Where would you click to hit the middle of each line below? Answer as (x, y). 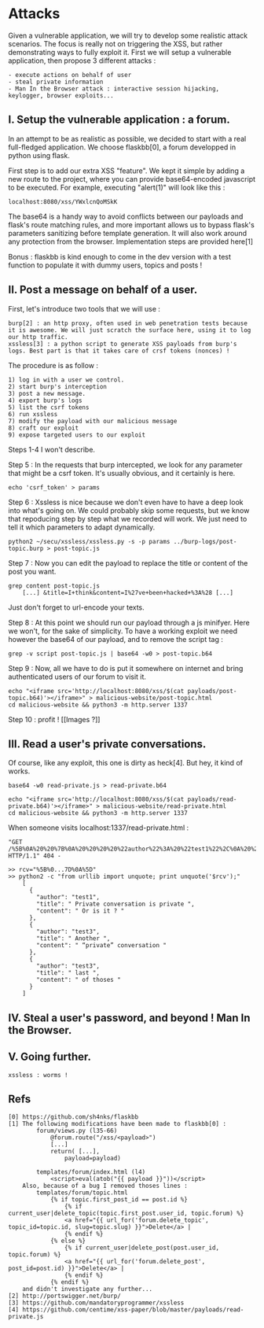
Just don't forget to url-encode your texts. (77, 607)
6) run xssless (33, 414)
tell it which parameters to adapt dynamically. (82, 527)
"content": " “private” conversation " (102, 946)
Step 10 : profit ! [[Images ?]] (54, 719)
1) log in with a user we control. (66, 380)
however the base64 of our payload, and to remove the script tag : (116, 639)
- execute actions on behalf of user (70, 75)
